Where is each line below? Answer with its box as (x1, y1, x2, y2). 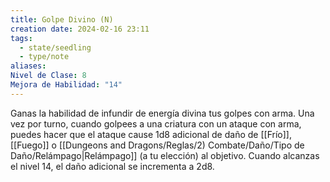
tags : (10, 33, 33, 43)
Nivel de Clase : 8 (10, 71, 87, 81)
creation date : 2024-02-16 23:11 (10, 24, 150, 34)
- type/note (19, 52, 70, 62)
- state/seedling (19, 42, 92, 53)
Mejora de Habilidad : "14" (10, 80, 123, 90)
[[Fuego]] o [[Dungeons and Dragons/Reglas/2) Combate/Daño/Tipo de (10, 139, 305, 151)
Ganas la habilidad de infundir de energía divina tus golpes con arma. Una (10, 107, 315, 119)
